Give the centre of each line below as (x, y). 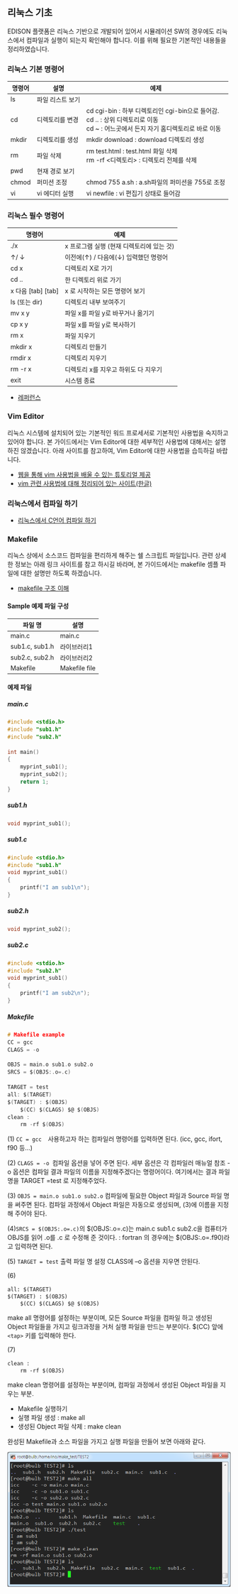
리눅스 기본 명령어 (36, 69)
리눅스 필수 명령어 (36, 215)
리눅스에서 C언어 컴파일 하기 (57, 520)
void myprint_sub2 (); (39, 929)
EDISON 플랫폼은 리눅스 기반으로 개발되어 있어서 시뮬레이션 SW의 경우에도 (111, 31)
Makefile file (78, 668)
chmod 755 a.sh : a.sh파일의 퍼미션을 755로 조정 (155, 182)
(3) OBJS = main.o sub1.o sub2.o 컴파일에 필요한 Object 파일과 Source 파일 (115, 1196)
